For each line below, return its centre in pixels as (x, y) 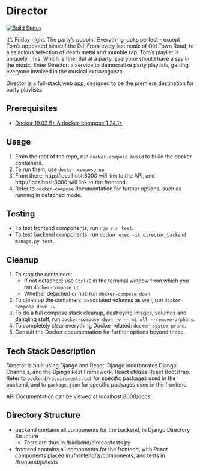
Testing (21, 214)
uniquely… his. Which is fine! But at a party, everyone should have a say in (98, 58)
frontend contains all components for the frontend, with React (91, 449)
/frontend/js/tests (36, 461)
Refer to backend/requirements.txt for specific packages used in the (91, 378)
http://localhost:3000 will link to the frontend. (71, 182)
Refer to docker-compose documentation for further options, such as (98, 189)
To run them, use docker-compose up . (60, 169)
